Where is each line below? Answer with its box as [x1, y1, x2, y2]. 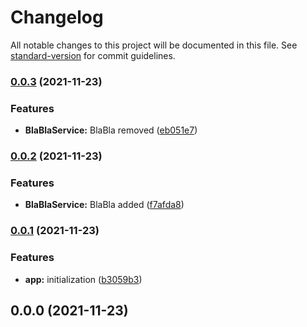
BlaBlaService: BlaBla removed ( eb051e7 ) [24, 124, 198, 136]
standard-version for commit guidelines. [10, 49, 176, 61]
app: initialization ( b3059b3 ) [24, 273, 143, 285]
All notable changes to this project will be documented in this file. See [10, 39, 298, 51]
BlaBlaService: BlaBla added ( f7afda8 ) [24, 199, 185, 211]
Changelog [10, 6, 104, 29]
